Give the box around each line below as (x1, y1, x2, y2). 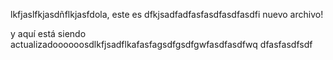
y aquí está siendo (10, 28, 87, 39)
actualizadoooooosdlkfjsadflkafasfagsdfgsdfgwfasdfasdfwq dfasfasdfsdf (10, 39, 313, 50)
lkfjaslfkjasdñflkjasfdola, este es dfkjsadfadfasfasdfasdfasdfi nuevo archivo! (10, 9, 324, 20)
